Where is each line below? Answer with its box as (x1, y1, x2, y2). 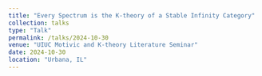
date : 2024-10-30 (8, 48, 66, 56)
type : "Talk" (8, 26, 52, 34)
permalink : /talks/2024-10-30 (8, 33, 109, 42)
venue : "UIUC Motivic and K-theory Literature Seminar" (8, 41, 198, 49)
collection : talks (8, 19, 69, 27)
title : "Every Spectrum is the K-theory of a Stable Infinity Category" (8, 11, 256, 20)
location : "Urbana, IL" (8, 56, 88, 64)
